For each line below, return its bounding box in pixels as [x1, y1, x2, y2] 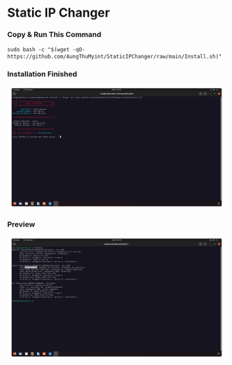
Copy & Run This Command [7, 30, 102, 40]
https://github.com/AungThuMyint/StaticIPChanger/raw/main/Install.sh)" [7, 54, 222, 60]
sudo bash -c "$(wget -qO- [7, 47, 85, 54]
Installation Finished [7, 70, 78, 79]
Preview [7, 220, 35, 229]
